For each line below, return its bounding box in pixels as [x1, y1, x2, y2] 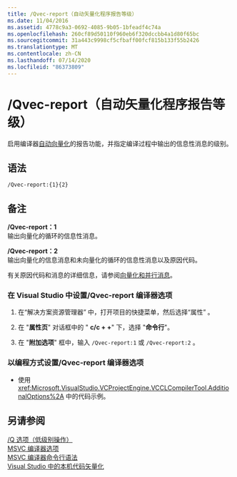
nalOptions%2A [17, 391, 64, 400]
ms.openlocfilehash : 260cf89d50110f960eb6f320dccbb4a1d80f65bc [7, 30, 200, 38]
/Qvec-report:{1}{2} [7, 181, 69, 189]
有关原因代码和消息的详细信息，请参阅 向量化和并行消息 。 [7, 271, 176, 279]
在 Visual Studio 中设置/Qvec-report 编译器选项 [7, 290, 173, 300]
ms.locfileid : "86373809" [7, 63, 84, 71]
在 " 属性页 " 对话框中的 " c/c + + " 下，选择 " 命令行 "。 [17, 323, 174, 332]
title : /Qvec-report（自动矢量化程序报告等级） [7, 10, 138, 18]
